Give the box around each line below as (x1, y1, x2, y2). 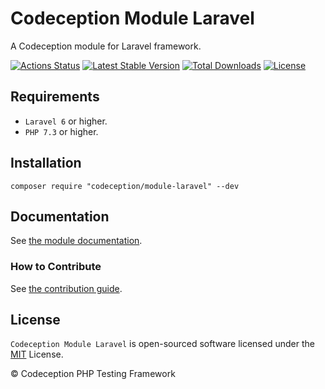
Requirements (10, 88, 100, 106)
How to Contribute (10, 260, 102, 274)
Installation (10, 155, 82, 172)
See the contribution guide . (10, 282, 123, 294)
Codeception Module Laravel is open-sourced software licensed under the (10, 338, 315, 350)
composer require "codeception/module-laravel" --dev (10, 181, 240, 191)
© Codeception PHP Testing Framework (10, 368, 176, 380)
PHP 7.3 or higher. (24, 125, 99, 137)
